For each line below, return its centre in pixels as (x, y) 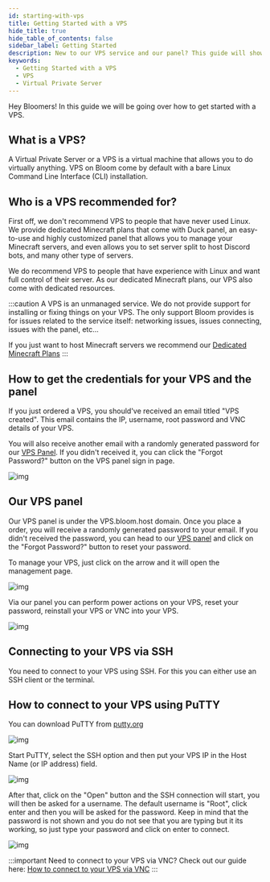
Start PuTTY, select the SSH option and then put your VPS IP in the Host (127, 756)
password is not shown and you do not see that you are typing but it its (126, 821)
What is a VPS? (47, 140)
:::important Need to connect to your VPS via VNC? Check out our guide (127, 861)
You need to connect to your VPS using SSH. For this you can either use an (133, 671)
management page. (41, 571)
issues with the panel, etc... (53, 329)
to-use (19, 238)
